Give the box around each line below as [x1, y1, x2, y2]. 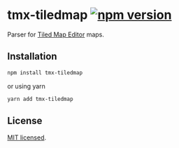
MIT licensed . [7, 133, 47, 142]
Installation [7, 51, 57, 62]
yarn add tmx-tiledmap [7, 95, 73, 102]
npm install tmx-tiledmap [7, 69, 83, 76]
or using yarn [7, 81, 45, 90]
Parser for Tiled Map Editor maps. [7, 30, 105, 39]
